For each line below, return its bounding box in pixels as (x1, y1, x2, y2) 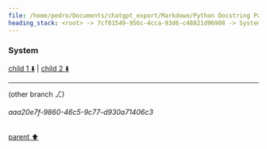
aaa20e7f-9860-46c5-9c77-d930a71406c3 (8, 108, 153, 117)
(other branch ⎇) (8, 89, 65, 99)
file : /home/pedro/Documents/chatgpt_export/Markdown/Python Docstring (8, 11, 250, 20)
